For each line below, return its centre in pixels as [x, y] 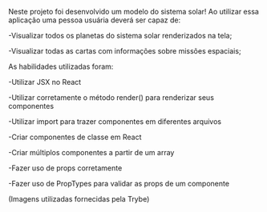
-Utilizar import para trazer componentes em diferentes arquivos [115, 122]
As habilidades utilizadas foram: [61, 66]
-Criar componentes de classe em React [75, 137]
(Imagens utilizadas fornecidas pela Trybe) [79, 199]
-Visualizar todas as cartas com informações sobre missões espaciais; [125, 51]
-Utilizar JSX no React [45, 82]
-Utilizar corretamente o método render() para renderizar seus [111, 98]
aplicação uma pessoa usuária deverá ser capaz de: [95, 20]
